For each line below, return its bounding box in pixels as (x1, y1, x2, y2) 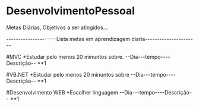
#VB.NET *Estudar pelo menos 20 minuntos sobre (6, 71, 129, 78)
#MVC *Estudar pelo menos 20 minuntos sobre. (6, 53, 124, 60)
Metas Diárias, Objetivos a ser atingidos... (6, 24, 108, 31)
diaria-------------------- (131, 35, 193, 42)
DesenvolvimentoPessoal (6, 4, 135, 18)
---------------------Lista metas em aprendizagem (6, 35, 131, 42)
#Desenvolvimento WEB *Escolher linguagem (6, 89, 119, 96)
